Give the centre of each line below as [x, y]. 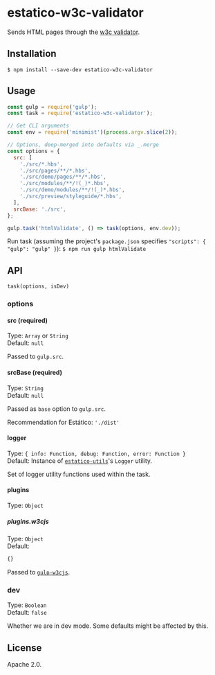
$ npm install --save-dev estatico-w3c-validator [80, 70]
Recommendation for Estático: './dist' [63, 422]
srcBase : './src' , [40, 209]
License [25, 648]
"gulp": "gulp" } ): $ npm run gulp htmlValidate [77, 249]
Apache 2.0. [25, 664]
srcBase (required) [35, 372]
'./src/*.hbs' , [41, 164]
